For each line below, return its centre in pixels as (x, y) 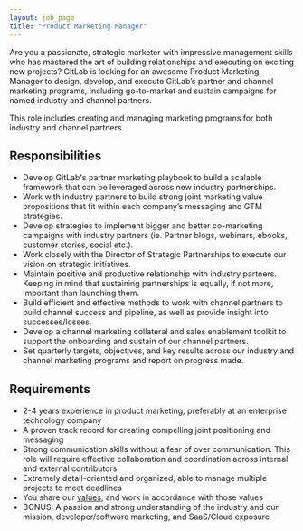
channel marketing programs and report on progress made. (133, 361)
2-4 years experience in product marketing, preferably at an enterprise (155, 411)
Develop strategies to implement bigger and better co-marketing (142, 226)
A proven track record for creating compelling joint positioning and (147, 430)
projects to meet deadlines (72, 488)
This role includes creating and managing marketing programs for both (141, 118)
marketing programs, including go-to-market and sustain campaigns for (143, 91)
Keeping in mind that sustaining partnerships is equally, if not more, (148, 284)
